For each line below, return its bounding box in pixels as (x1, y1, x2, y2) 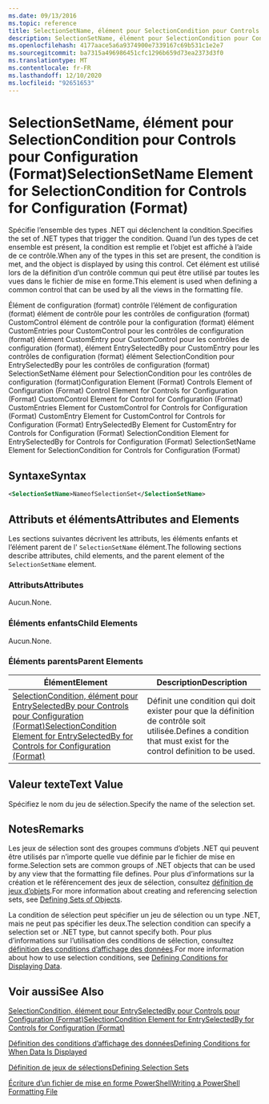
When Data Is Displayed (8, 1047, 87, 1057)
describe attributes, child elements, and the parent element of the (8, 551, 225, 560)
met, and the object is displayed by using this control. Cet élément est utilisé (8, 259, 260, 269)
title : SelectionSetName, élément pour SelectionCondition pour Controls (8, 26, 260, 35)
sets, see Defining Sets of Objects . (8, 894, 122, 904)
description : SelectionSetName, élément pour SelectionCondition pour (8, 34, 249, 43)
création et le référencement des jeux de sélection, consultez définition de (8, 878, 254, 887)
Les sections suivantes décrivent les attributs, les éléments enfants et (8, 533, 239, 543)
